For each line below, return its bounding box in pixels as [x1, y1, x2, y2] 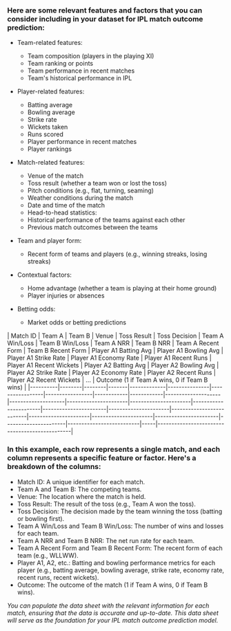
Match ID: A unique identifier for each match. [17, 477, 145, 486]
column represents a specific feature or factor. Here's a [7, 453, 197, 463]
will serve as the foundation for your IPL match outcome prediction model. [7, 616, 219, 624]
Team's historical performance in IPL [27, 74, 132, 82]
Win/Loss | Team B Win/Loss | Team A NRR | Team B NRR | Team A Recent [7, 339, 219, 347]
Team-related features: [17, 39, 83, 47]
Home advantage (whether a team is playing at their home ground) [27, 284, 217, 293]
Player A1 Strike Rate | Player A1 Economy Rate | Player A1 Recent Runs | [7, 354, 212, 362]
